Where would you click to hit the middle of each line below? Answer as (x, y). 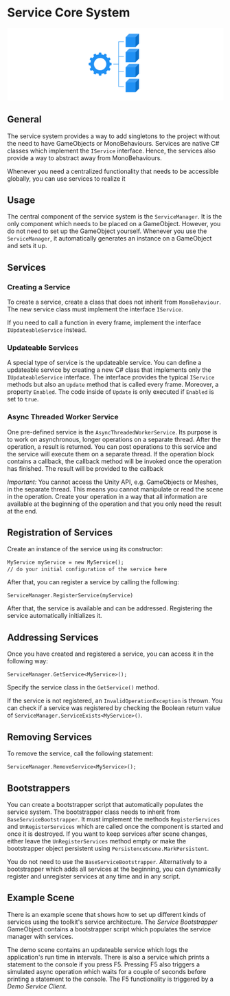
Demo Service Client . (37, 986)
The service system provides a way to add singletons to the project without (114, 136)
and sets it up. (27, 246)
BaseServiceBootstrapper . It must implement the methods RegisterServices (114, 819)
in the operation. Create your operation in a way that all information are (107, 496)
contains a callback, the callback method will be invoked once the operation (114, 461)
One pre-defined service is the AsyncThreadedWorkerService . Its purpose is (112, 432)
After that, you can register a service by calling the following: (93, 582)
